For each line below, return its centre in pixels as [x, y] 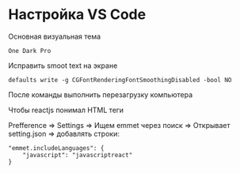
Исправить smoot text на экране [63, 66]
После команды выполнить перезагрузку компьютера [100, 94]
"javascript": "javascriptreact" [78, 155]
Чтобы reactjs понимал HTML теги [66, 110]
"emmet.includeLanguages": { [56, 148]
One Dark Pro [30, 51]
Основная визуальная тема [55, 36]
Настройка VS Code [77, 15]
